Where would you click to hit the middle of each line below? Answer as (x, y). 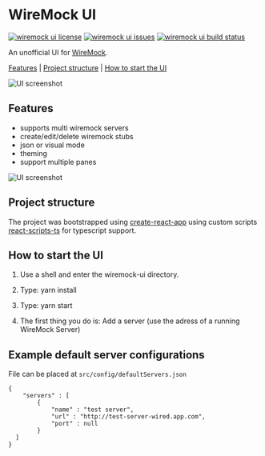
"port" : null (74, 424)
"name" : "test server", (92, 410)
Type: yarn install (48, 290)
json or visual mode (52, 145)
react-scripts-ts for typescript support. (72, 230)
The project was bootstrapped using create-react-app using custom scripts (133, 222)
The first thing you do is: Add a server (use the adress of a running (130, 321)
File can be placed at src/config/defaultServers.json (97, 374)
